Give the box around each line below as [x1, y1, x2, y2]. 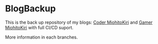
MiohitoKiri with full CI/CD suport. [5, 24, 74, 30]
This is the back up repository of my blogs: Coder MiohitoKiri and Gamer [5, 19, 153, 25]
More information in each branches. [5, 34, 78, 40]
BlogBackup [5, 3, 56, 14]
